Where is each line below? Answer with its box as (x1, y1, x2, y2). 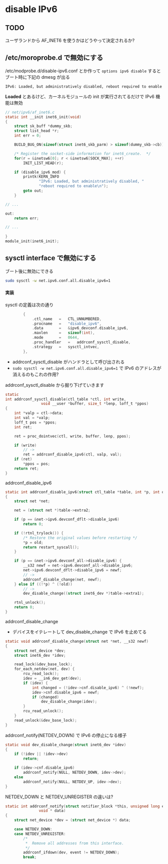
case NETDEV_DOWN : (14, 827, 52, 832)
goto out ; (23, 188, 43, 194)
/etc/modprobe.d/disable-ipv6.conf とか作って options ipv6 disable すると (5, 68, 161, 74)
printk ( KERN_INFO (23, 174, 59, 179)
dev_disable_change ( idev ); (40, 699, 97, 704)
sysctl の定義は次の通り (5, 302, 54, 308)
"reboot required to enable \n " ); (38, 184, 108, 189)
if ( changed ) (31, 694, 59, 699)
